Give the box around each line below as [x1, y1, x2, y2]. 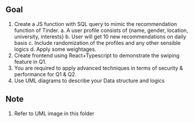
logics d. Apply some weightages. [14, 46, 97, 53]
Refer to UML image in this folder [14, 109, 95, 117]
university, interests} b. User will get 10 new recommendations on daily [14, 33, 186, 40]
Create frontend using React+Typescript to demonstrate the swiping [14, 51, 180, 59]
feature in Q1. [14, 58, 47, 65]
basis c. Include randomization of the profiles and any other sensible [14, 39, 181, 46]
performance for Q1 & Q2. [14, 70, 77, 77]
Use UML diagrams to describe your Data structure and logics [14, 77, 165, 84]
